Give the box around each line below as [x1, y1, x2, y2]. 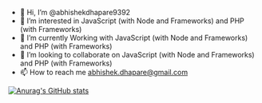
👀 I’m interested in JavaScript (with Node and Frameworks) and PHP [19, 16, 245, 26]
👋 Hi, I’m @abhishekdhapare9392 [19, 8, 130, 17]
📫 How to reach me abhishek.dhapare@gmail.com [19, 68, 189, 77]
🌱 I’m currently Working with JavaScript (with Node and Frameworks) [19, 33, 248, 42]
